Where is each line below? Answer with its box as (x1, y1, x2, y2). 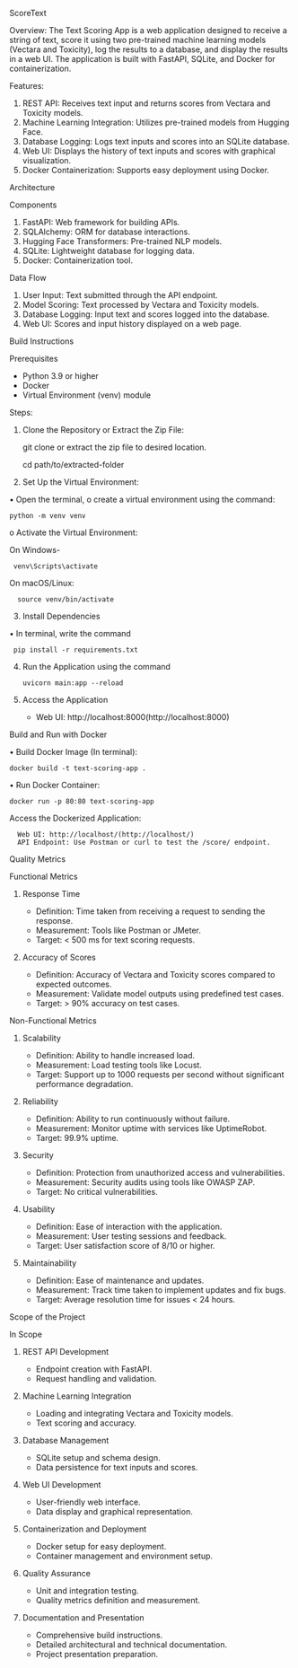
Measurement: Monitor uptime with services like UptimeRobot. (35, 1123, 267, 1134)
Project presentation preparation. (35, 1649, 159, 1659)
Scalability (22, 1032, 61, 1043)
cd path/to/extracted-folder (22, 460, 125, 470)
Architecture (9, 182, 56, 192)
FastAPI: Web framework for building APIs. (22, 217, 180, 227)
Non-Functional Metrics (9, 1015, 97, 1026)
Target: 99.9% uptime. (35, 1133, 119, 1143)
